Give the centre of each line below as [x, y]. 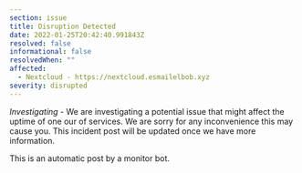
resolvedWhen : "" [42, 60]
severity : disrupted [49, 86]
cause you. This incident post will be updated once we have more [133, 131]
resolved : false [40, 43]
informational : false [51, 52]
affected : [28, 69]
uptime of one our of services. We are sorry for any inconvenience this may [151, 121]
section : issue [38, 18]
